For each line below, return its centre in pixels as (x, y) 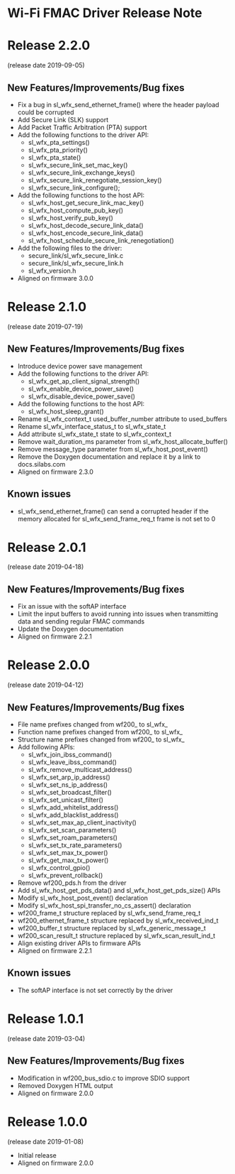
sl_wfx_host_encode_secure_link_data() (86, 233)
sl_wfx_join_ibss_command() (70, 755)
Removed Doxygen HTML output (65, 1085)
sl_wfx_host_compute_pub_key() (76, 210)
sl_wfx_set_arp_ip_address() (69, 777)
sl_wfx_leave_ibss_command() (72, 762)
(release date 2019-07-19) (45, 326)
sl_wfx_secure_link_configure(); (74, 187)
